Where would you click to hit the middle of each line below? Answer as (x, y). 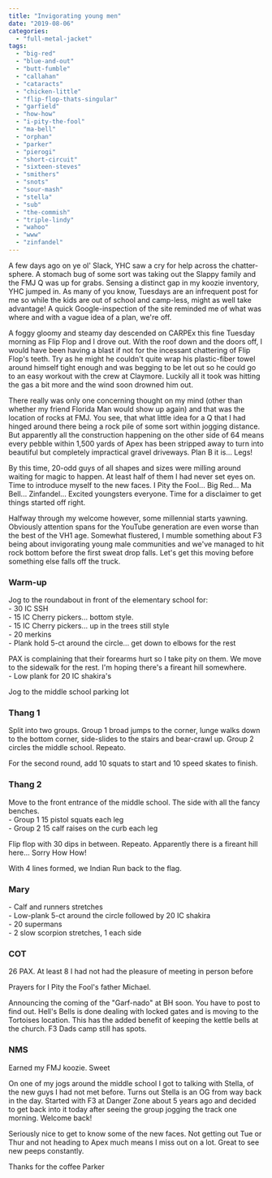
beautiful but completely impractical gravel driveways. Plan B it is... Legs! (131, 452)
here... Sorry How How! (47, 852)
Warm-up (28, 582)
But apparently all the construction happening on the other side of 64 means (136, 434)
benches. (24, 811)
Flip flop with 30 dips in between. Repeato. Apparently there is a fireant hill (133, 844)
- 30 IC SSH (28, 609)
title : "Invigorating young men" (65, 16)
